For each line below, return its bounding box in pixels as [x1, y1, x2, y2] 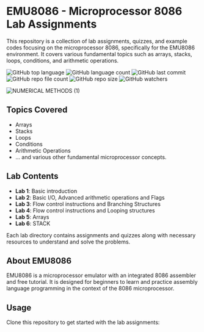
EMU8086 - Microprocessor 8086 [6, 4, 183, 18]
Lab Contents [6, 171, 59, 181]
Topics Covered [6, 105, 68, 115]
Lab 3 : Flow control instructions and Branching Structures [15, 200, 161, 208]
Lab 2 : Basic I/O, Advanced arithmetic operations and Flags [15, 193, 165, 201]
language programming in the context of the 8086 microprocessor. [6, 285, 175, 292]
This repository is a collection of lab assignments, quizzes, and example [6, 37, 188, 45]
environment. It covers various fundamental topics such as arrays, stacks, [6, 50, 192, 57]
